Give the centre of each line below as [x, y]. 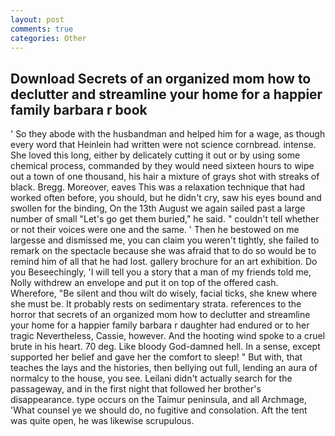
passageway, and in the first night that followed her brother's [136, 389]
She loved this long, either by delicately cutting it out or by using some [155, 155]
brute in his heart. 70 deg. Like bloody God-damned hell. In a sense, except [165, 347]
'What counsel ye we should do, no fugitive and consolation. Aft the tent [159, 410]
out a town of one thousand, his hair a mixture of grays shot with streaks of [165, 177]
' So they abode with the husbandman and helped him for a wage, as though [168, 134]
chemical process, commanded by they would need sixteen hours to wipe [162, 166]
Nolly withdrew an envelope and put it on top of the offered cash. [144, 283]
